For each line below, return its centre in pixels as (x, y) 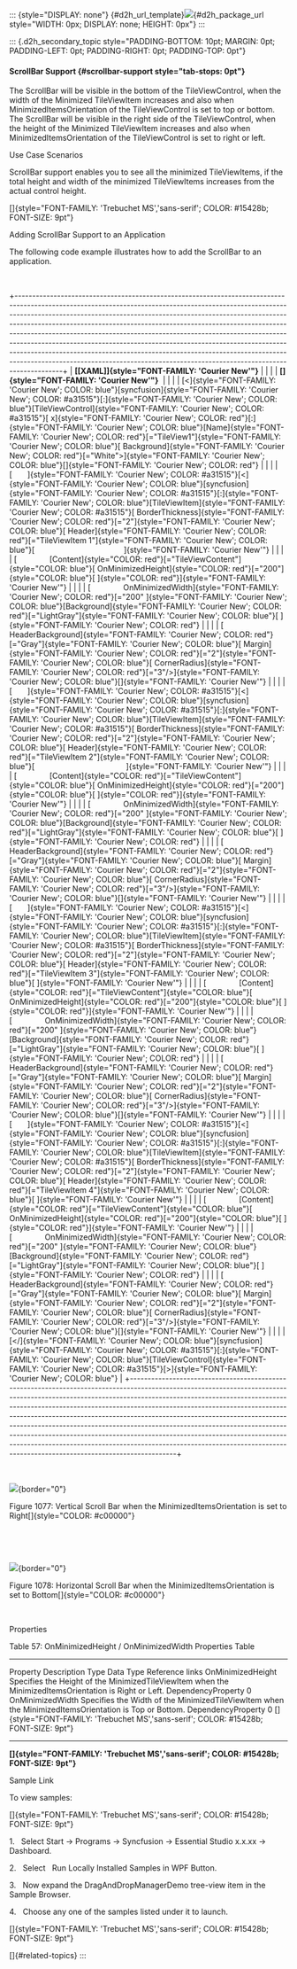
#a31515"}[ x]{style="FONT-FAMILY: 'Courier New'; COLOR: (118, 418)
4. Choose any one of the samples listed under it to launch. (118, 1912)
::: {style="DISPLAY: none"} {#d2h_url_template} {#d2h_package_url (137, 15)
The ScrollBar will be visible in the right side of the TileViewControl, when (142, 119)
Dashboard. (30, 1851)
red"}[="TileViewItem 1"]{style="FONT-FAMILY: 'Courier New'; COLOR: (138, 541)
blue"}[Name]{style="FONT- (232, 428)
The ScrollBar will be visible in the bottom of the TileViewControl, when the (145, 91)
